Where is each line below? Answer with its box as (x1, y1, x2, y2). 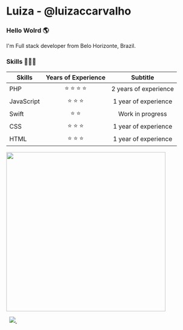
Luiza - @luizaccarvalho (6, 4, 131, 18)
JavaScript (9, 97, 41, 106)
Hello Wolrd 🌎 (6, 26, 50, 35)
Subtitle (131, 73, 155, 81)
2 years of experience (111, 85, 174, 93)
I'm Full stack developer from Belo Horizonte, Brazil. (6, 42, 136, 50)
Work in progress (118, 110, 167, 118)
